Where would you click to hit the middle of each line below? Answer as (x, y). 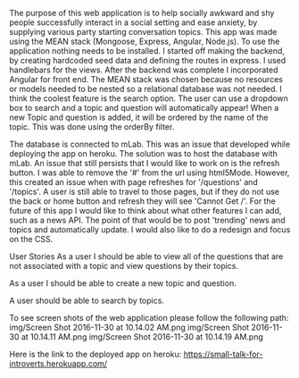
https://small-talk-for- (223, 354)
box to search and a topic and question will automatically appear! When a (144, 108)
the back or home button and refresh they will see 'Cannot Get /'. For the (143, 201)
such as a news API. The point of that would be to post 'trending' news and (147, 220)
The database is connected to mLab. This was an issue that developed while (150, 144)
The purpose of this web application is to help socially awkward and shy (142, 13)
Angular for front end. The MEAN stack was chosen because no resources (146, 79)
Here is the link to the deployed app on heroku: (96, 354)
